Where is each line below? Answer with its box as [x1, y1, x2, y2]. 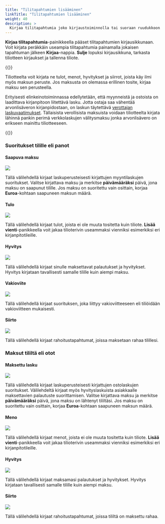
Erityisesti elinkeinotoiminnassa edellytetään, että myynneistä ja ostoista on [5, 94, 159, 100]
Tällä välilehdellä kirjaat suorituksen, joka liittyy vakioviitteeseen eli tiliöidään [5, 300, 161, 306]
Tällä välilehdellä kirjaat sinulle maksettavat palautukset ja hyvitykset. [5, 263, 146, 269]
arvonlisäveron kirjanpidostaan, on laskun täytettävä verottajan [5, 105, 133, 111]
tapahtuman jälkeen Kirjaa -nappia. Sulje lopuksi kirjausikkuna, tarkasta [5, 50, 150, 56]
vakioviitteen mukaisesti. [5, 305, 55, 311]
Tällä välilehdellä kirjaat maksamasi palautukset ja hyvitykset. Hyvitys [5, 477, 146, 483]
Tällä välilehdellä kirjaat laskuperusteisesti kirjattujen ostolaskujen [5, 382, 139, 388]
